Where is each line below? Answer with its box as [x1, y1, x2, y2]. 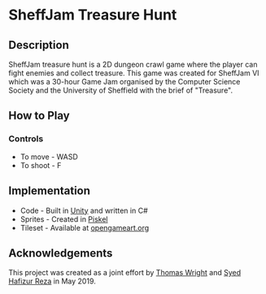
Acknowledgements [8, 246, 113, 260]
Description [8, 38, 69, 52]
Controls [8, 133, 44, 145]
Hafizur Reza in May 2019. [8, 276, 96, 286]
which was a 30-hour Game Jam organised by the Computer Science [8, 77, 241, 86]
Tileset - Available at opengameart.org [20, 223, 150, 232]
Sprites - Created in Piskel [20, 214, 108, 224]
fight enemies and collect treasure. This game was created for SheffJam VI [8, 68, 259, 78]
